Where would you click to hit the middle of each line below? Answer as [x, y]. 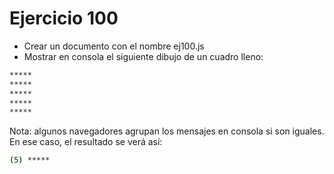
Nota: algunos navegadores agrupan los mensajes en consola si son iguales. [167, 131]
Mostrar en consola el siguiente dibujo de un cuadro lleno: [143, 56]
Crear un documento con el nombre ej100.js [114, 46]
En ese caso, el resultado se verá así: [86, 142]
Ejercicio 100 [64, 18]
